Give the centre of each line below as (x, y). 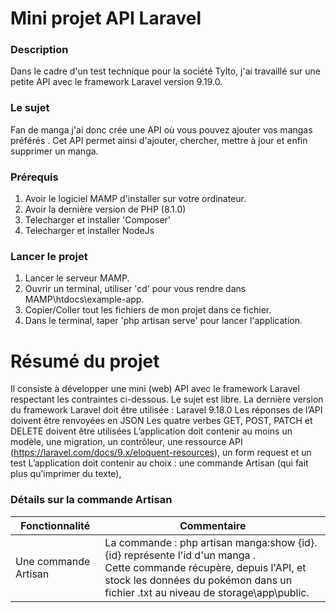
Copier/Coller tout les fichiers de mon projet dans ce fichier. (148, 310)
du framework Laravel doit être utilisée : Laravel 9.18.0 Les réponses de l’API (166, 410)
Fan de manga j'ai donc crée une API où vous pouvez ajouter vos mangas (161, 129)
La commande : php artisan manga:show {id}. (211, 542)
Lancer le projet (49, 256)
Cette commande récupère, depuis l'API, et (205, 567)
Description (39, 50)
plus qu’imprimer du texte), (66, 474)
